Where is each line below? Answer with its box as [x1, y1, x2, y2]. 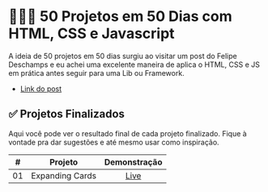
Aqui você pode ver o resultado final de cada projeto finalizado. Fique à [8, 128, 247, 138]
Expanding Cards [31, 169, 97, 181]
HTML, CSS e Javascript [8, 24, 176, 43]
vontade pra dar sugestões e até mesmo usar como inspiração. [8, 137, 220, 147]
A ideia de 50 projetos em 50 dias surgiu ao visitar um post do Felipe [8, 51, 237, 61]
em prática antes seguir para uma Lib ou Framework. [8, 68, 185, 77]
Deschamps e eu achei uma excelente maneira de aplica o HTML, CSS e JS [8, 60, 261, 69]
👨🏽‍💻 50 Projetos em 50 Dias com [8, 7, 232, 26]
